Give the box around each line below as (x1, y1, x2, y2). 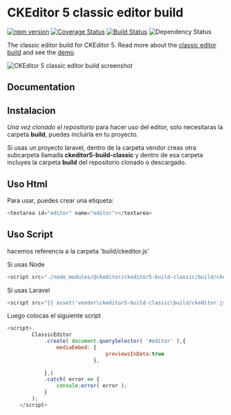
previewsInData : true (105, 350, 165, 357)
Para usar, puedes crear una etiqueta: (7, 196, 114, 204)
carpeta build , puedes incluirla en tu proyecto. (7, 131, 139, 139)
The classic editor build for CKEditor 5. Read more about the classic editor (7, 41, 217, 49)
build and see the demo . (7, 48, 76, 56)
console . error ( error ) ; (56, 383, 128, 390)
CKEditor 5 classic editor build (7, 5, 184, 21)
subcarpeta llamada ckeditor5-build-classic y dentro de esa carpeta (7, 151, 203, 159)
